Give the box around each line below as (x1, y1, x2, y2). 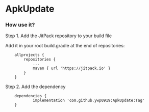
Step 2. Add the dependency (5, 83, 66, 90)
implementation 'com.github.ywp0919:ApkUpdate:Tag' (32, 98, 145, 103)
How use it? (5, 21, 35, 29)
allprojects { (14, 52, 44, 58)
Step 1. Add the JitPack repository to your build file (5, 33, 112, 39)
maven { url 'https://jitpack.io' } (32, 66, 111, 71)
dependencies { (14, 94, 47, 99)
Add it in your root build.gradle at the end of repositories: (5, 43, 125, 49)
